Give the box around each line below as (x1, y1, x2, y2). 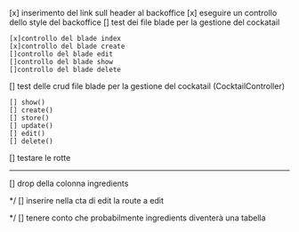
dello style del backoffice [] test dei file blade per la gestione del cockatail (9, 17, 280, 28)
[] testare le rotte (9, 153, 71, 163)
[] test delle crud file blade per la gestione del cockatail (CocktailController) (9, 81, 286, 92)
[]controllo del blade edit (9, 50, 114, 59)
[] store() (9, 114, 50, 123)
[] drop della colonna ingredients (9, 178, 129, 188)
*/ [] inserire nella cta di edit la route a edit (9, 196, 165, 205)
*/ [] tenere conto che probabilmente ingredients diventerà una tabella (9, 212, 266, 223)
